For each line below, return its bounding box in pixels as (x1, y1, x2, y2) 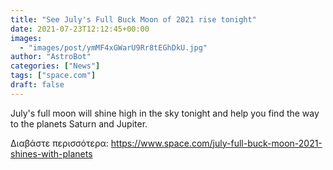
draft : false (10, 80, 65, 90)
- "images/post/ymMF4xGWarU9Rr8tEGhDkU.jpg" (19, 42, 208, 53)
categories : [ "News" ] (10, 61, 101, 71)
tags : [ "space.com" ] (10, 71, 97, 81)
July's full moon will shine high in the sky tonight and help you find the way (10, 107, 320, 119)
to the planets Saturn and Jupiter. (10, 117, 148, 130)
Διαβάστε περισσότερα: (10, 137, 109, 149)
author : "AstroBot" (10, 52, 92, 62)
